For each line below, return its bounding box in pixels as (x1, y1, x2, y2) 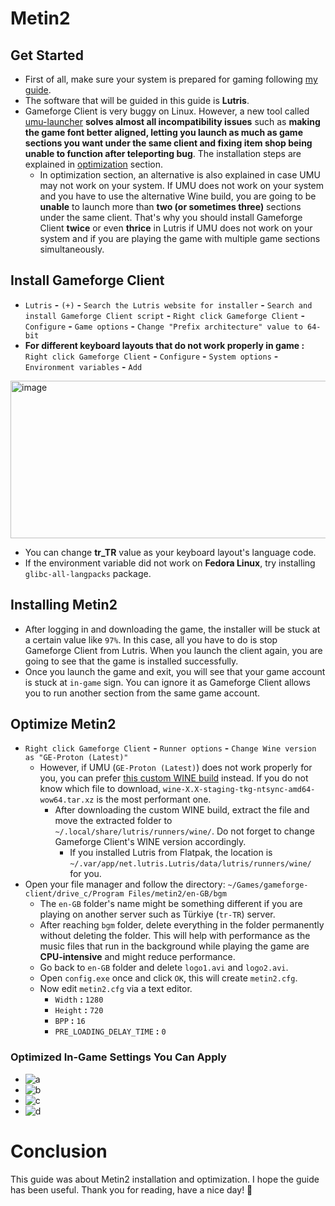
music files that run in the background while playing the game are (39, 940, 310, 952)
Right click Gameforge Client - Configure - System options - (24, 350, 279, 362)
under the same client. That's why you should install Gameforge (39, 212, 303, 223)
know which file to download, (39, 783, 162, 795)
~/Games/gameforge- (227, 880, 309, 891)
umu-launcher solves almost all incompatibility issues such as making (24, 116, 321, 127)
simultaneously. (39, 243, 105, 255)
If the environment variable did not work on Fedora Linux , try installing (24, 557, 316, 569)
